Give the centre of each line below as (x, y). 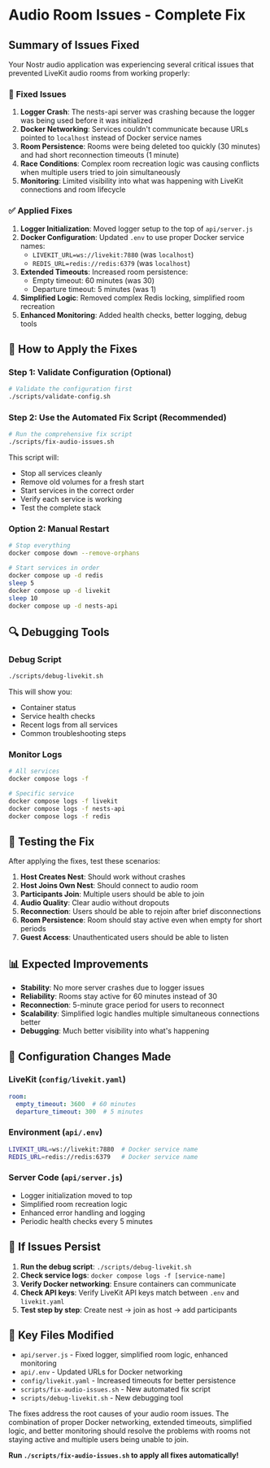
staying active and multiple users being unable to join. (99, 1440)
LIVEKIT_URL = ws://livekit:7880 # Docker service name (103, 1149)
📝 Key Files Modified (61, 1335)
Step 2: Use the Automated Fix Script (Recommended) (118, 417)
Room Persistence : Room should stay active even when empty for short (141, 920)
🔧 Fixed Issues (37, 94)
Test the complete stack (61, 508)
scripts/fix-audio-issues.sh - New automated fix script (115, 1389)
